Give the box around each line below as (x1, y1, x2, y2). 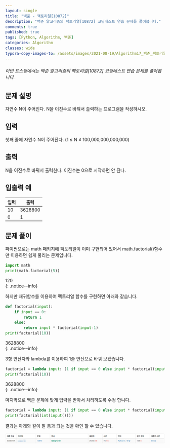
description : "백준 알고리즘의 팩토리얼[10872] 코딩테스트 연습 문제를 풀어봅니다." (5, 19, 161, 24)
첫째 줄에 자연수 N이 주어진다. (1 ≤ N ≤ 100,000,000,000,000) (5, 137, 130, 143)
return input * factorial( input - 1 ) (23, 325, 99, 330)
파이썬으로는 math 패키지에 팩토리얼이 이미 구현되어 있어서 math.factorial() (5, 246, 154, 252)
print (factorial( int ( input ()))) (5, 413, 73, 418)
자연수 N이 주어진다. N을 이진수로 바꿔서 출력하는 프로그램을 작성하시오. (5, 106, 147, 112)
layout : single (5, 8, 37, 13)
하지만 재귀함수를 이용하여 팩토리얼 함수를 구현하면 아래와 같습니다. (5, 293, 138, 299)
